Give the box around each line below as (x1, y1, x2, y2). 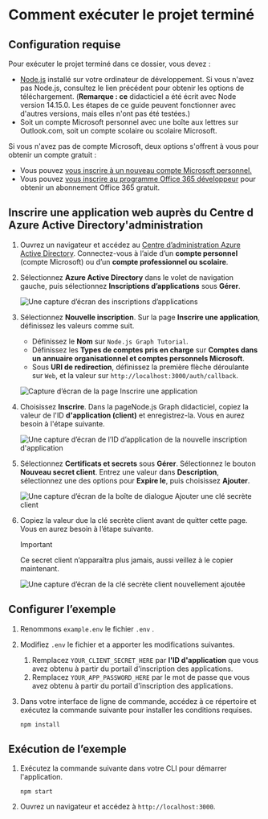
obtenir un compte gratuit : (8, 150, 97, 159)
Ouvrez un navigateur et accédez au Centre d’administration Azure (19, 240, 241, 249)
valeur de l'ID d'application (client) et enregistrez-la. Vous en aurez (19, 410, 245, 420)
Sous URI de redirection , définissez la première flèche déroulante (31, 362, 250, 372)
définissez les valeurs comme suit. (19, 320, 135, 331)
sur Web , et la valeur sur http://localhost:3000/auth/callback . (31, 370, 238, 380)
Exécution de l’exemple (8, 743, 127, 756)
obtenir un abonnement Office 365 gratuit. (19, 183, 160, 192)
